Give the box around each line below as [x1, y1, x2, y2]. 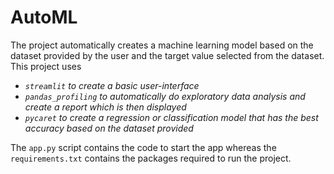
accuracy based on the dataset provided [24, 122, 194, 134]
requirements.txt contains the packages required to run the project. [10, 152, 292, 164]
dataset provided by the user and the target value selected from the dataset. [10, 49, 325, 61]
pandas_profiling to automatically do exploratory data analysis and [24, 90, 306, 102]
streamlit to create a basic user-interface [24, 79, 200, 91]
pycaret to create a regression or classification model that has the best [24, 111, 319, 123]
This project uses [10, 60, 82, 72]
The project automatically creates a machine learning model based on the [10, 39, 314, 51]
